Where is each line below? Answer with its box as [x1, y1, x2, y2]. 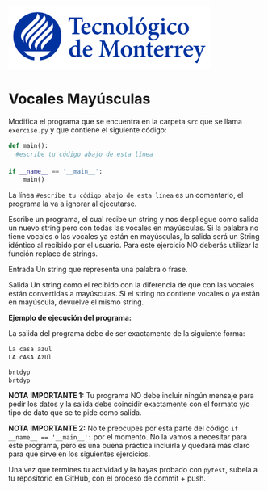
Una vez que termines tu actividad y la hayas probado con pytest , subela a [8, 465, 258, 475]
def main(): [8, 141, 48, 149]
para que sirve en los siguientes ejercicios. [8, 449, 151, 459]
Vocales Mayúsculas [8, 90, 151, 108]
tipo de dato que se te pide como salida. [8, 408, 142, 418]
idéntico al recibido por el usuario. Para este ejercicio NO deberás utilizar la [8, 241, 260, 250]
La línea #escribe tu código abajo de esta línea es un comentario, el [8, 191, 244, 200]
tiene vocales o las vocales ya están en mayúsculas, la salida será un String [8, 232, 260, 241]
